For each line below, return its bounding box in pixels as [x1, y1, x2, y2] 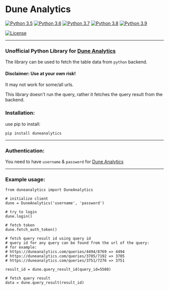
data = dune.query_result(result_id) [5, 280, 84, 285]
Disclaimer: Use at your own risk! [5, 70, 76, 76]
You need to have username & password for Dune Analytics [5, 159, 124, 165]
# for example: [5, 245, 37, 250]
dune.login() [5, 214, 33, 219]
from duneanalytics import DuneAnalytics [5, 187, 94, 192]
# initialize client [5, 196, 49, 202]
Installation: [5, 110, 35, 117]
